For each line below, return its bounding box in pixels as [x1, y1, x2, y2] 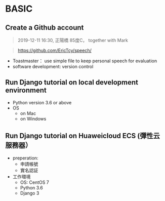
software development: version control [12, 64, 94, 69]
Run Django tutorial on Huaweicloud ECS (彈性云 [5, 132, 160, 140]
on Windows [20, 115, 47, 122]
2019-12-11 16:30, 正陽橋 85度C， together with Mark [17, 37, 128, 43]
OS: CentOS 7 [20, 179, 50, 185]
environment [5, 86, 47, 95]
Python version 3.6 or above [12, 99, 72, 105]
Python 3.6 [20, 184, 43, 190]
